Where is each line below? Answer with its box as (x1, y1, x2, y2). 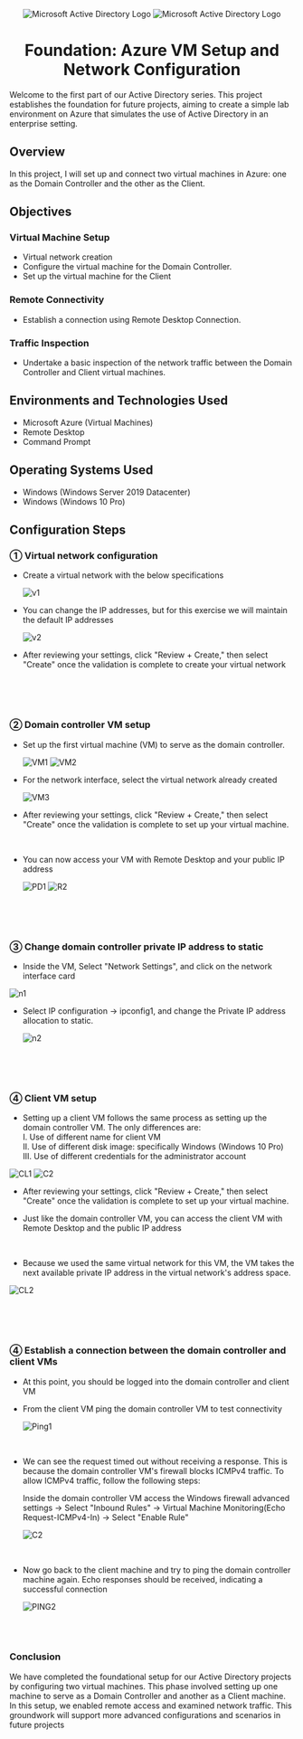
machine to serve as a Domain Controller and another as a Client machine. (9, 1690, 287, 1701)
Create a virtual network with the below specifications (22, 570, 224, 581)
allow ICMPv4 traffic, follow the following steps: (22, 1475, 201, 1486)
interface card (22, 970, 76, 981)
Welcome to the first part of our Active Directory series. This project (9, 89, 263, 99)
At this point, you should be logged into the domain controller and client (22, 1375, 289, 1387)
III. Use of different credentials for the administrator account (22, 1151, 247, 1162)
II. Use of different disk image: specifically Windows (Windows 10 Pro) (22, 1141, 284, 1152)
